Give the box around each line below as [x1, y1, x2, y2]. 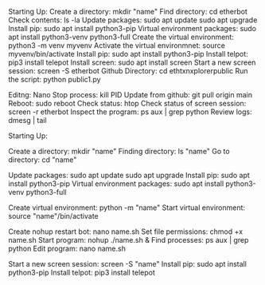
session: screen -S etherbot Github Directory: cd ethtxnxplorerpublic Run [8, 66, 248, 75]
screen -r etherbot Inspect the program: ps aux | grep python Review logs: [8, 107, 252, 117]
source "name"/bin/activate [8, 212, 99, 220]
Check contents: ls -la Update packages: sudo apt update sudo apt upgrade [8, 15, 258, 25]
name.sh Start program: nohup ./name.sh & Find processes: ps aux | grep [8, 236, 249, 244]
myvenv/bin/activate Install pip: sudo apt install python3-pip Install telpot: [8, 49, 248, 58]
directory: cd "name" [8, 155, 77, 164]
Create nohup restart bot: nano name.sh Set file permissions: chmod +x [8, 227, 244, 236]
